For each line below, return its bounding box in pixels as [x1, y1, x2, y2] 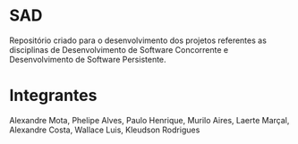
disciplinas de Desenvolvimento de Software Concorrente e [9, 44, 229, 55]
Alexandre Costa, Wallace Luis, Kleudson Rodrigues [9, 124, 200, 135]
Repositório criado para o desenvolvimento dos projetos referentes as [9, 35, 267, 46]
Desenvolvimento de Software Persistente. [9, 54, 167, 64]
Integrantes [9, 86, 98, 106]
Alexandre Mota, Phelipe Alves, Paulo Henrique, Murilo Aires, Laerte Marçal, [9, 114, 290, 125]
